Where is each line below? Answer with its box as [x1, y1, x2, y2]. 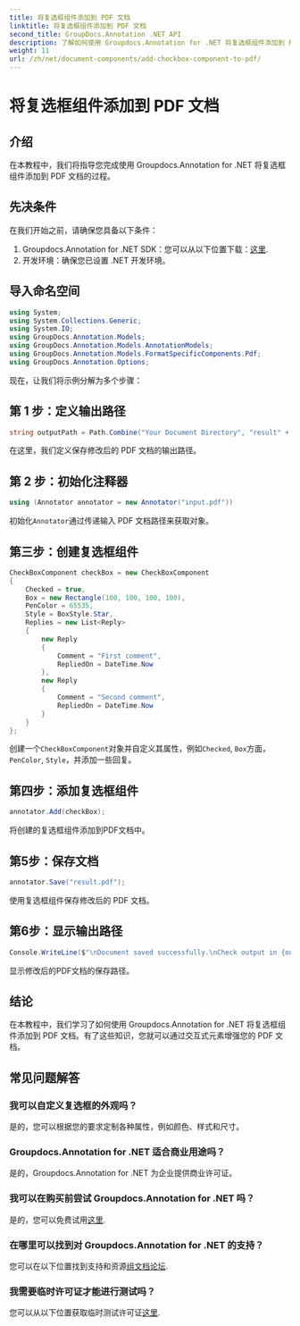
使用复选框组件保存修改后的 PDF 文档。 [9, 894, 154, 905]
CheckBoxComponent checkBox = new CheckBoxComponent [9, 568, 210, 577]
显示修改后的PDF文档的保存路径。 [9, 965, 135, 976]
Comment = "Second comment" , [56, 693, 166, 702]
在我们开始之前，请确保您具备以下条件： [9, 224, 158, 235]
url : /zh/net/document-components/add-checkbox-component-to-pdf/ [9, 55, 262, 63]
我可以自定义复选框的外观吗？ [9, 1099, 138, 1112]
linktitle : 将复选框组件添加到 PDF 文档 [9, 21, 147, 30]
